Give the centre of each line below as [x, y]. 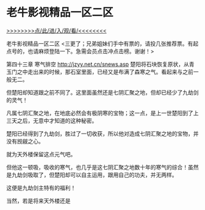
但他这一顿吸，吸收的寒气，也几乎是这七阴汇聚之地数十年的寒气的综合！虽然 [103, 167]
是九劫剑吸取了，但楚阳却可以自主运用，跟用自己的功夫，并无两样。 [92, 175]
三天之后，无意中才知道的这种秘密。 [52, 120]
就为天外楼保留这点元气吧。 [41, 154]
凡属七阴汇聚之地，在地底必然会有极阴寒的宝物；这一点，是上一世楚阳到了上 [103, 113]
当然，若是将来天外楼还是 [38, 201]
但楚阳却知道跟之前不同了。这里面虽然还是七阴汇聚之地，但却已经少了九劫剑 [103, 92]
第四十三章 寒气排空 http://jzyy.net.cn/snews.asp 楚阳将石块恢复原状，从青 [100, 64]
